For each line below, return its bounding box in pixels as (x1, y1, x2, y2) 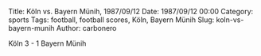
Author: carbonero (56, 24, 117, 32)
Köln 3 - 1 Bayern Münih (8, 39, 87, 48)
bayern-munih (8, 24, 55, 32)
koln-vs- (216, 15, 244, 24)
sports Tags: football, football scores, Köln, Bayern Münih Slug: (8, 15, 215, 24)
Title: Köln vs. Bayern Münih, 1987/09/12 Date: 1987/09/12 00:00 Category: (8, 7, 254, 16)
